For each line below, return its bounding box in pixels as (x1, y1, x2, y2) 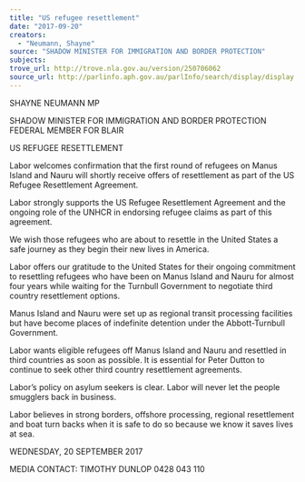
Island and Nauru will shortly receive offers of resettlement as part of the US (9, 169, 295, 180)
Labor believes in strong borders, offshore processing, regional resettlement (9, 408, 295, 419)
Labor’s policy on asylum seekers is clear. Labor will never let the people (9, 381, 280, 392)
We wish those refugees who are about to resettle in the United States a (9, 234, 279, 245)
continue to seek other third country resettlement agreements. (9, 364, 242, 375)
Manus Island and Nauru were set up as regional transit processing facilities (9, 307, 293, 318)
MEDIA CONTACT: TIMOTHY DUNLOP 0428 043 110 (9, 463, 206, 474)
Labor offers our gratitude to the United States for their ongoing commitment (9, 261, 296, 272)
